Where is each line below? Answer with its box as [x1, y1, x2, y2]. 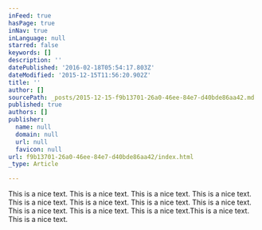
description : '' [8, 57, 62, 65]
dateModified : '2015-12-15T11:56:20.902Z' [8, 71, 151, 79]
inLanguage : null [8, 34, 66, 42]
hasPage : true [8, 19, 56, 27]
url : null [15, 137, 48, 146]
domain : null [15, 130, 59, 138]
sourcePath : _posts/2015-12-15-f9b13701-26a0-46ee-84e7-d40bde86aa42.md [8, 93, 255, 101]
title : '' [8, 78, 41, 86]
